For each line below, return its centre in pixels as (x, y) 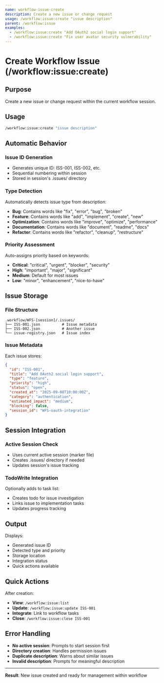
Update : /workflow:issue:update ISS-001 (54, 608)
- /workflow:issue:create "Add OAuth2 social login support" (73, 32)
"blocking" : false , (29, 406)
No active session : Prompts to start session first (61, 645)
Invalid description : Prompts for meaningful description (68, 661)
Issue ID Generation (29, 157)
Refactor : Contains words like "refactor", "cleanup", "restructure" (78, 232)
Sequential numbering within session (49, 173)
